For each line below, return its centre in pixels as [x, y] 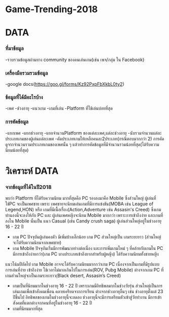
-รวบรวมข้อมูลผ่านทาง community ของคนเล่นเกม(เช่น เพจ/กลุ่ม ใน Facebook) [75, 59]
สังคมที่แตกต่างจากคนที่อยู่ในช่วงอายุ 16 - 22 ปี [52, 303]
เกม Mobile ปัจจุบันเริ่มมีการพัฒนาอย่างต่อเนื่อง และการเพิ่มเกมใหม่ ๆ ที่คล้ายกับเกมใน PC [88, 248]
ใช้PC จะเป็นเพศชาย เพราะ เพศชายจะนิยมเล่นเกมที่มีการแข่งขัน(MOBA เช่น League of [79, 204]
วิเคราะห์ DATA [32, 171]
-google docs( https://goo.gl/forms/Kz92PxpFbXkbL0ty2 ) [65, 84]
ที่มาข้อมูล [14, 48]
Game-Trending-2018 [52, 9]
